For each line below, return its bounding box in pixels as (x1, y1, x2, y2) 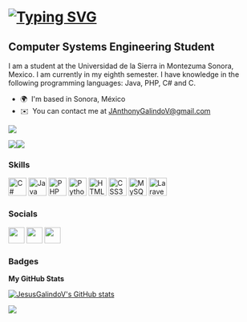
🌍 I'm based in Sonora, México (19, 95, 126, 103)
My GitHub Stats (8, 273, 65, 284)
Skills (8, 159, 30, 170)
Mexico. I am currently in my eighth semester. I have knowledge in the (8, 70, 240, 79)
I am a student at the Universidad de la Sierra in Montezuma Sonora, (8, 61, 234, 70)
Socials (8, 208, 38, 219)
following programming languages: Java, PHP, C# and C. (8, 78, 196, 87)
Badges (8, 256, 38, 267)
